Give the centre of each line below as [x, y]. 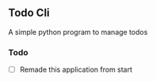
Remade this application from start [76, 69]
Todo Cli [29, 13]
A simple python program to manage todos [78, 32]
